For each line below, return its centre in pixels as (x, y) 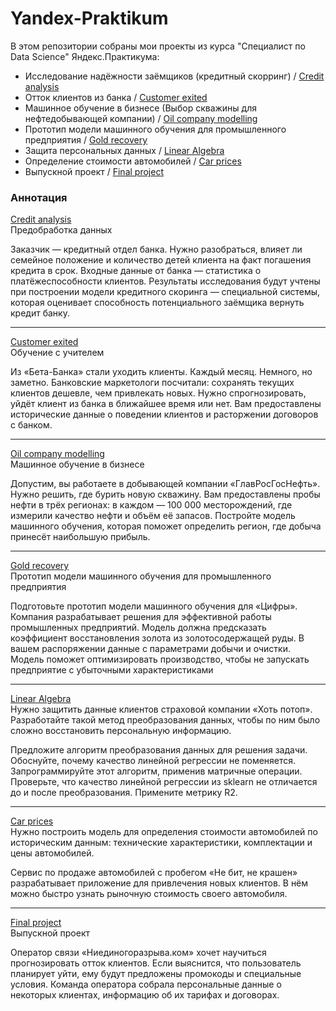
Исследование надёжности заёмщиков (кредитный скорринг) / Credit (174, 76)
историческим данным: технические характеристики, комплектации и (161, 843)
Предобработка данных (61, 230)
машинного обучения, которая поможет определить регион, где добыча (166, 526)
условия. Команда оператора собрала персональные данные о (146, 984)
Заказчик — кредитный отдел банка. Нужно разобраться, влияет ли (156, 249)
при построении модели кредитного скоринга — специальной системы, (165, 292)
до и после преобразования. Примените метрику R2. (124, 793)
